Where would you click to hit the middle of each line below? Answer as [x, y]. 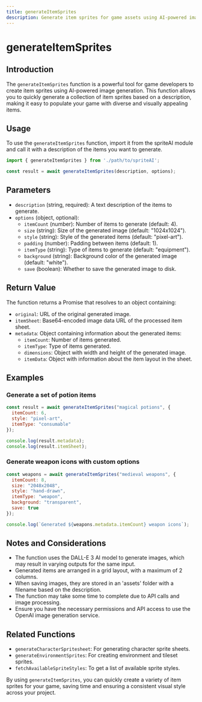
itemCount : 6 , [29, 413]
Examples [25, 378]
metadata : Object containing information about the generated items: [98, 333]
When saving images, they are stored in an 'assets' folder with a [94, 583]
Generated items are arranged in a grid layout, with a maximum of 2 [99, 571]
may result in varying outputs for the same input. [75, 564]
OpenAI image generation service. [57, 615]
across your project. [31, 693]
